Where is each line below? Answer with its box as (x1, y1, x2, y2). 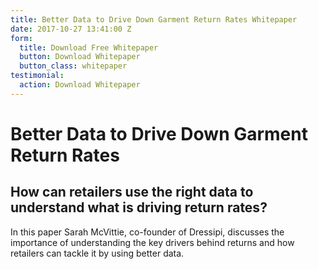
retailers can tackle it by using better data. (10, 247, 185, 259)
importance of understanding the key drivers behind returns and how (10, 236, 295, 248)
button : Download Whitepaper (19, 52, 141, 62)
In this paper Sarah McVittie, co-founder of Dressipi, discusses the (10, 226, 285, 238)
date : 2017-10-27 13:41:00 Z (10, 24, 132, 34)
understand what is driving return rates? (10, 199, 268, 216)
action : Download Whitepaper (19, 80, 141, 90)
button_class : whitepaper (19, 61, 128, 71)
